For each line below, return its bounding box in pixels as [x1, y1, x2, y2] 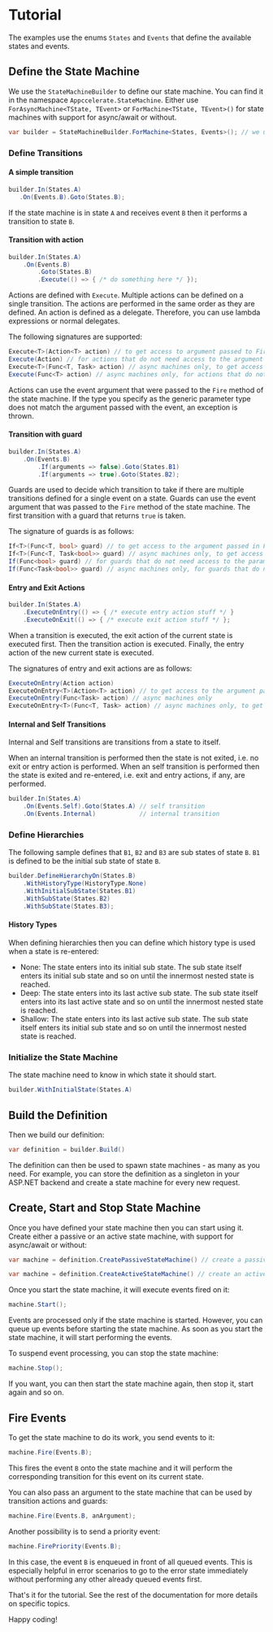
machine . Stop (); [8, 1364, 63, 1373]
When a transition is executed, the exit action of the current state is [8, 630, 233, 640]
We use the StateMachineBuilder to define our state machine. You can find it [8, 86, 264, 96]
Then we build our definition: [8, 1130, 105, 1139]
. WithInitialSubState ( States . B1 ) [23, 888, 136, 896]
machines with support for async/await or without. [8, 112, 177, 122]
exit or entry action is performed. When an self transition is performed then [8, 762, 260, 771]
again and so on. [8, 1387, 64, 1397]
